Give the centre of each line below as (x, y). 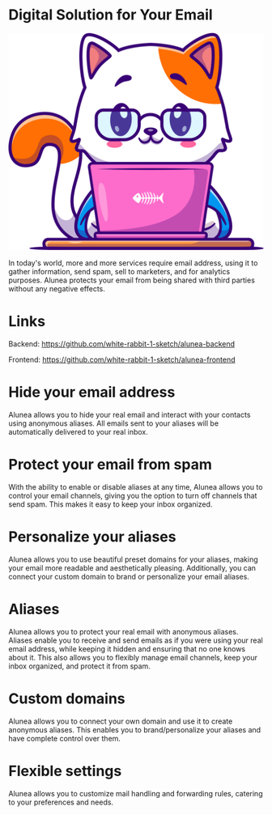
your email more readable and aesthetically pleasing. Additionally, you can (132, 567)
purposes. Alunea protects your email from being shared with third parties (132, 280)
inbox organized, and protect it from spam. (80, 666)
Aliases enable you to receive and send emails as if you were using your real (136, 640)
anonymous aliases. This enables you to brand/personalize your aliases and (135, 729)
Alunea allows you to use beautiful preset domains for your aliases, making (134, 559)
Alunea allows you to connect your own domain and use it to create (121, 721)
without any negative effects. (57, 289)
